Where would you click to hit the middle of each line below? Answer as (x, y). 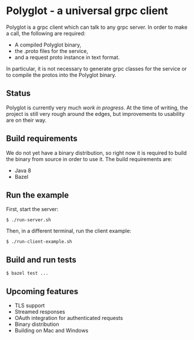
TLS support (30, 305)
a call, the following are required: (46, 33)
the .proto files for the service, (51, 51)
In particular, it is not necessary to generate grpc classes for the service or (96, 68)
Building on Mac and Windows (51, 330)
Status (19, 93)
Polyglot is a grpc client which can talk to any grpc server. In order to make (97, 27)
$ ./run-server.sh (29, 220)
